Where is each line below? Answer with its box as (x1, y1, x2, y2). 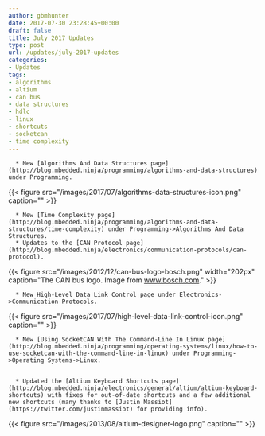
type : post (8, 41, 45, 49)
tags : (8, 71, 26, 79)
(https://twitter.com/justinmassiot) (8, 405, 134, 413)
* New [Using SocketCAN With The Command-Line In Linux (15, 335, 205, 343)
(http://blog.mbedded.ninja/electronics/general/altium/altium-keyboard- (8, 383, 259, 392)
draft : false (8, 26, 52, 34)
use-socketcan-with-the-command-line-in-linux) (8, 349, 170, 357)
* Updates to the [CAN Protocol (15, 239, 123, 247)
